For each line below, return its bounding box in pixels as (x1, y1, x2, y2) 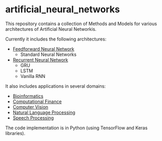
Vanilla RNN (20, 73, 45, 79)
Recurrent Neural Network (12, 56, 68, 63)
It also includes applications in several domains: (5, 83, 106, 89)
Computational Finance (12, 98, 62, 105)
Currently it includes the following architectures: (5, 36, 106, 42)
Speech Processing (12, 114, 54, 121)
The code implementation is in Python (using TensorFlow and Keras (5, 125, 148, 131)
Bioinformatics (12, 93, 43, 99)
